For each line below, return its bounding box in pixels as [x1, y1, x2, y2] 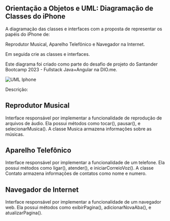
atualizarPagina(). [5, 210, 42, 216]
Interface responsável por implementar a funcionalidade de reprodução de [5, 115, 162, 121]
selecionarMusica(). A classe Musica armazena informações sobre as [5, 126, 152, 132]
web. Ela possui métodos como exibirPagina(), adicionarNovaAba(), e [5, 205, 152, 211]
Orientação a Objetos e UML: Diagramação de [5, 4, 154, 13]
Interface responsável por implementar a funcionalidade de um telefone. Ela [5, 159, 165, 166]
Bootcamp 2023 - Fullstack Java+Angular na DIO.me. [5, 66, 117, 72]
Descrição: [5, 86, 28, 92]
